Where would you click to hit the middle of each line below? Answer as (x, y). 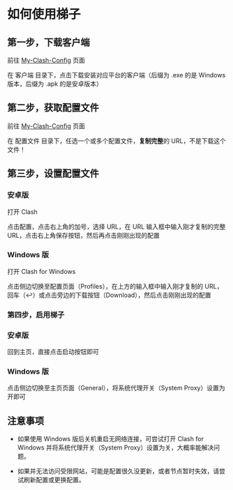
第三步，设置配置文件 (53, 174)
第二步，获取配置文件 (53, 108)
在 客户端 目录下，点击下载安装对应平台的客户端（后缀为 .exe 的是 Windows (116, 75)
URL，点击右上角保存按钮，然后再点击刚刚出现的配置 (84, 235)
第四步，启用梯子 (36, 314)
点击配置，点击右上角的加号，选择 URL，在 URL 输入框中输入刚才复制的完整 (116, 227)
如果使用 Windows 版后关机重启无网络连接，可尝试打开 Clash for (111, 439)
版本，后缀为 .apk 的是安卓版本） (55, 84)
